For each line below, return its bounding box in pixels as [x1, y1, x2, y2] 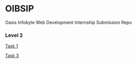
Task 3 [5, 53, 19, 59]
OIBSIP [5, 3, 34, 14]
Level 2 [5, 32, 23, 39]
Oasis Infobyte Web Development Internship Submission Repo [5, 19, 133, 25]
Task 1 [5, 43, 18, 49]
